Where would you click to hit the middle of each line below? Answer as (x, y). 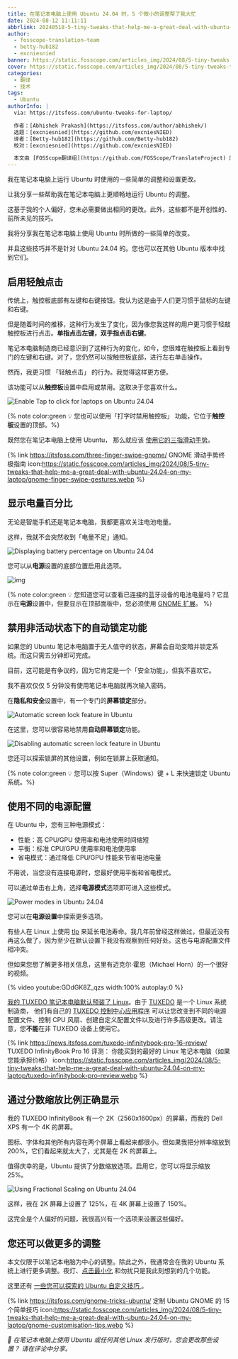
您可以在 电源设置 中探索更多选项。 (57, 916)
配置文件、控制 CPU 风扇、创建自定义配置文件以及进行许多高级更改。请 (112, 1020)
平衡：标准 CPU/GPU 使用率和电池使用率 (77, 849)
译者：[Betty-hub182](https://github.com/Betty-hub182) (96, 139)
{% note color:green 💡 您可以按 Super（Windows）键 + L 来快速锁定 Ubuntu (119, 773)
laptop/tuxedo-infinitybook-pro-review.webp (73, 1076)
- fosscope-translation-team (57, 40)
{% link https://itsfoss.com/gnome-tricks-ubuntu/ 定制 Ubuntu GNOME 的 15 (119, 1301)
